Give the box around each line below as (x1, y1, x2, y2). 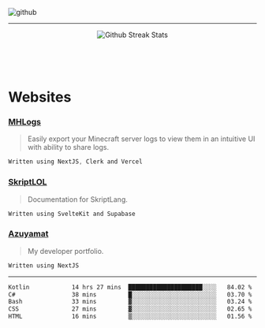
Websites (8, 88, 72, 106)
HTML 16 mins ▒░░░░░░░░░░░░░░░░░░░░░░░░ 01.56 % (8, 312, 252, 321)
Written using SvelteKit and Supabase (8, 210, 136, 218)
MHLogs (8, 117, 42, 128)
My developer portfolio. (27, 246, 104, 255)
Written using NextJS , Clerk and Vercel (8, 158, 144, 166)
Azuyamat (8, 229, 49, 240)
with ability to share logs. (27, 143, 109, 152)
